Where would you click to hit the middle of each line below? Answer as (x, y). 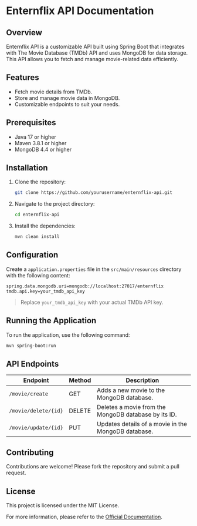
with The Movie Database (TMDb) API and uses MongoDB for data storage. (97, 53)
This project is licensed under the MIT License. (63, 505)
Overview (24, 33)
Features (23, 78)
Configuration (32, 255)
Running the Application (51, 321)
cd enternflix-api (37, 215)
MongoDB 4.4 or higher (43, 149)
